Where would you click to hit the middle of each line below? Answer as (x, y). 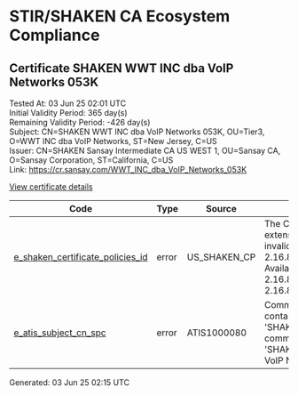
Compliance (55, 35)
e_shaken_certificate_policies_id (81, 257)
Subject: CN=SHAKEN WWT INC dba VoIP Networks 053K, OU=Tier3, (137, 132)
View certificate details (51, 187)
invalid (278, 246)
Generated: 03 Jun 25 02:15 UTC (70, 383)
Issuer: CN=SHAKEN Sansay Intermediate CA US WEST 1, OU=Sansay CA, (145, 150)
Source (221, 209)
